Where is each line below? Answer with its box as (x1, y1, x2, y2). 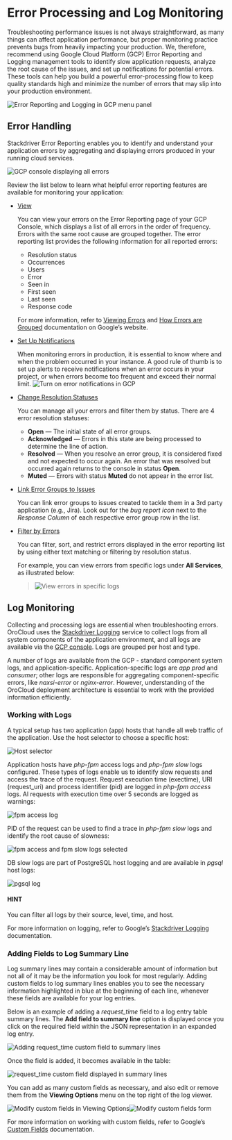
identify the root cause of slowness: (7, 832, 109, 840)
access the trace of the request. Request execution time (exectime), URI (7, 775, 213, 783)
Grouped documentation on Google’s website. (17, 323, 149, 331)
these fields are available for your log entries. (7, 994, 136, 1002)
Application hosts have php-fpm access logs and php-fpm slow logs (7, 760, 203, 768)
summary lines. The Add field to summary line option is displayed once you (7, 1015, 224, 1023)
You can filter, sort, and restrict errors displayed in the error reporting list (17, 540, 225, 548)
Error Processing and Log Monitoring (7, 5, 224, 21)
